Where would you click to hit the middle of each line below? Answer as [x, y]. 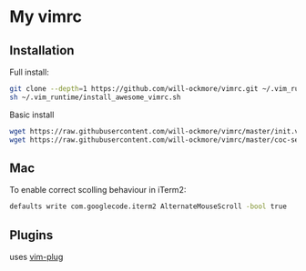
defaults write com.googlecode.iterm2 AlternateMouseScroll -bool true [148, 206]
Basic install [32, 115]
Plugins [31, 235]
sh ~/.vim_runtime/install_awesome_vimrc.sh [95, 97]
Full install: [30, 72]
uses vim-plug [36, 257]
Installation [42, 50]
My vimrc [46, 17]
